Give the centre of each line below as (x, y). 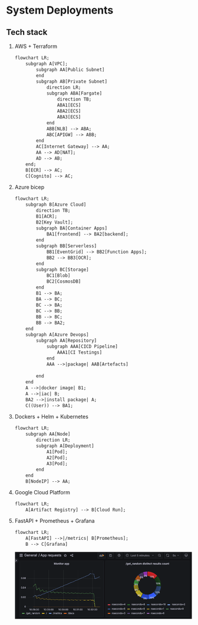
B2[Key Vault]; (55, 222)
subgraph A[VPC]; (47, 64)
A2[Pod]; (57, 458)
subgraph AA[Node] (48, 434)
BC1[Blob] (58, 276)
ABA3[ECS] (69, 117)
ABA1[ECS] (69, 105)
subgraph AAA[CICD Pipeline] (82, 346)
